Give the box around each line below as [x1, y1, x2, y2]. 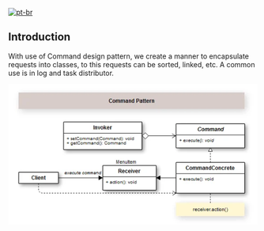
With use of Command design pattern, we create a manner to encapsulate [8, 51, 250, 61]
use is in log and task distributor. [8, 68, 115, 78]
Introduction [8, 30, 71, 44]
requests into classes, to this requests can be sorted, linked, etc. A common [8, 59, 255, 69]
